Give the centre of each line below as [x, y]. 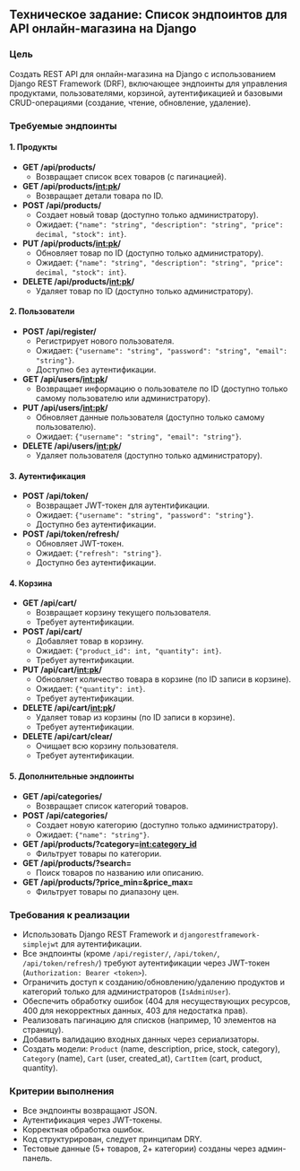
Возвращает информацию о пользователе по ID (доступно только [162, 389]
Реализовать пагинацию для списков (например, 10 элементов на [149, 1020]
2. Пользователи [42, 311]
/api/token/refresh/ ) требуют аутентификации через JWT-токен [146, 963]
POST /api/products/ [61, 205]
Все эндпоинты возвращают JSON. [90, 1111]
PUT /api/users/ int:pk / [65, 408]
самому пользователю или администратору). [123, 398]
